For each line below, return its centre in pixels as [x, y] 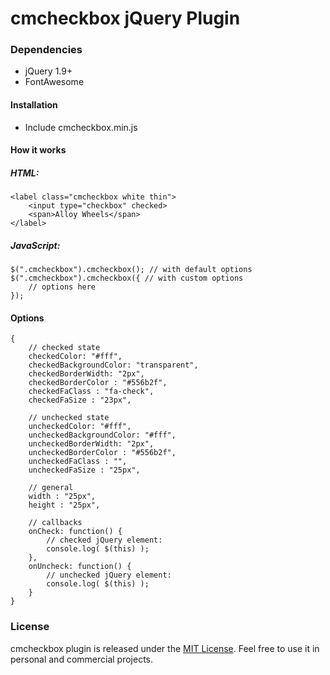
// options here [62, 287]
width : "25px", [62, 497]
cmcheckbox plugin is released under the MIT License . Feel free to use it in [165, 648]
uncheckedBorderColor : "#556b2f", [102, 453]
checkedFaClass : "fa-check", [91, 392]
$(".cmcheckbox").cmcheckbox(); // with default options [131, 270]
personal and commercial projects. [82, 659]
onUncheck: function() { [80, 567]
